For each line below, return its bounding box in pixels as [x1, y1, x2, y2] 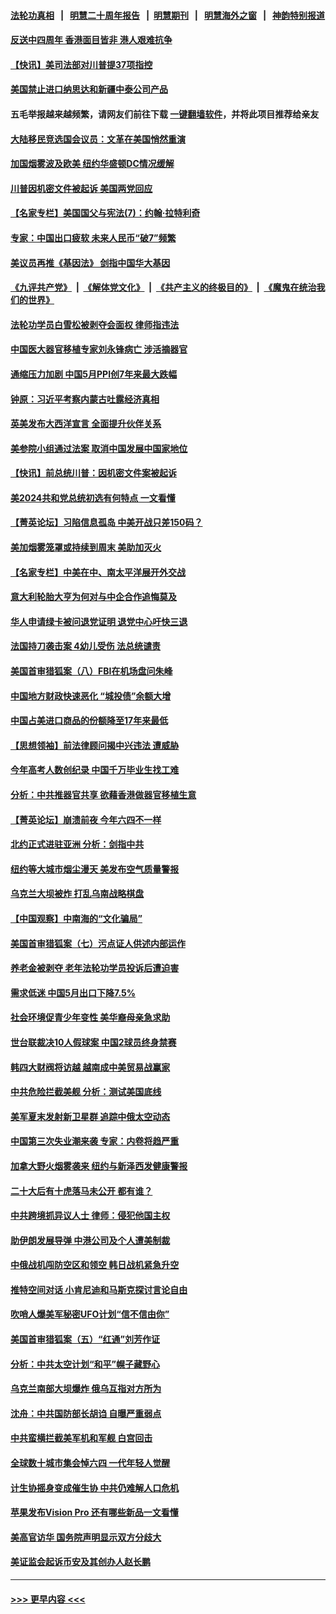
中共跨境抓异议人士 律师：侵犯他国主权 [10, 1210, 171, 1222]
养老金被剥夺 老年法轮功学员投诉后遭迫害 [10, 962, 180, 974]
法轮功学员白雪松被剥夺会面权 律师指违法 [10, 318, 180, 330]
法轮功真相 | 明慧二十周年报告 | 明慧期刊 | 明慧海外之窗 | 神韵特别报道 [10, 9, 326, 21]
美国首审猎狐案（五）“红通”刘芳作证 [10, 1333, 161, 1345]
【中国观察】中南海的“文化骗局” [10, 912, 143, 924]
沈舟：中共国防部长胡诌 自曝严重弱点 [10, 1407, 162, 1419]
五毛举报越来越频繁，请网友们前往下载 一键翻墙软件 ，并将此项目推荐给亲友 [10, 108, 320, 120]
